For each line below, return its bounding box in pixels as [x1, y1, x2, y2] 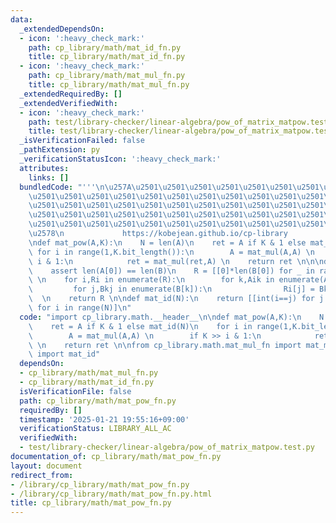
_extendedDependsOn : [19, 24, 105, 34]
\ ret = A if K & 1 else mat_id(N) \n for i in [28, 321, 253, 331]
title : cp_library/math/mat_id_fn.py [28, 52, 186, 62]
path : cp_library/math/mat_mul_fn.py [28, 71, 186, 81]
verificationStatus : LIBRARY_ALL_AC [19, 424, 172, 434]
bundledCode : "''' [19, 182, 97, 192]
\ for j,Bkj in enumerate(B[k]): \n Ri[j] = [28, 284, 315, 295]
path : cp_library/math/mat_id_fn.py [28, 42, 182, 53]
